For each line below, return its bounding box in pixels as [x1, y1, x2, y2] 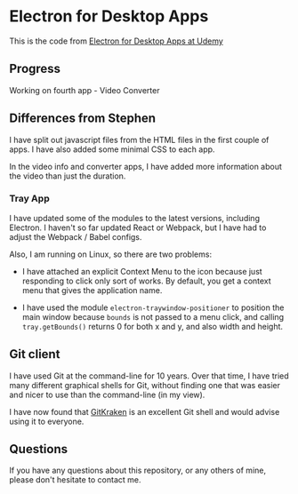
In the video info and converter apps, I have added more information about [9, 161, 283, 171]
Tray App [9, 193, 51, 205]
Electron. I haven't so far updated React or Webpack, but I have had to [9, 222, 267, 233]
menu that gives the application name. [21, 284, 163, 295]
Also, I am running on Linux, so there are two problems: [9, 249, 212, 259]
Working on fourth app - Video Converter [9, 84, 160, 95]
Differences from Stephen [9, 111, 157, 126]
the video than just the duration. [9, 171, 126, 181]
